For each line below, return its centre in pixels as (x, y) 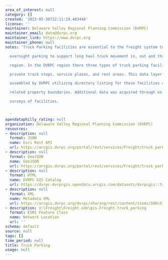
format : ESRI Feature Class (39, 213)
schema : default (22, 226)
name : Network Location (34, 217)
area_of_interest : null (30, 10)
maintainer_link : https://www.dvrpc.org (48, 38)
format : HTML (23, 175)
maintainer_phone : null (30, 43)
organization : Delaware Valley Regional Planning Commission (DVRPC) (79, 124)
